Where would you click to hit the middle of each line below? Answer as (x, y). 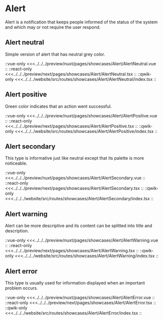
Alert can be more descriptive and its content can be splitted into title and (79, 226)
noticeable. (16, 163)
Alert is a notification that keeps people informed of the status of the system (81, 22)
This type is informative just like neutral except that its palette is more (75, 158)
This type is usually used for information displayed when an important (75, 283)
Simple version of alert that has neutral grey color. (55, 54)
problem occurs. (21, 288)
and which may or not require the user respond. (53, 27)
